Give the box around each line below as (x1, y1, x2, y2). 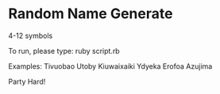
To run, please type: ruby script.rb (8, 46, 121, 55)
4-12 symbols (8, 31, 53, 40)
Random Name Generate (8, 5, 173, 23)
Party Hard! (8, 77, 46, 86)
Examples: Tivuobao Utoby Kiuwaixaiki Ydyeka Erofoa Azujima (8, 61, 213, 71)
